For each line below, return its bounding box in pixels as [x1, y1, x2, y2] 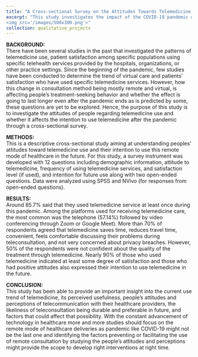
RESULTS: [6, 195, 31, 202]
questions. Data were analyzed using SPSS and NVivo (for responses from [6, 178, 187, 185]
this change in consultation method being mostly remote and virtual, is [6, 85, 177, 92]
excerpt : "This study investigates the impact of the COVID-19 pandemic [6, 14, 189, 20]
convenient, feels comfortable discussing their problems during [6, 233, 160, 240]
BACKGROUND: [6, 41, 45, 48]
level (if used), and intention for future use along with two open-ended [6, 171, 177, 178]
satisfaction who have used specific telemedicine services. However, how [6, 79, 186, 86]
